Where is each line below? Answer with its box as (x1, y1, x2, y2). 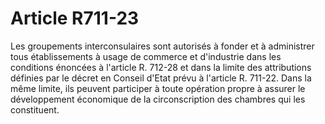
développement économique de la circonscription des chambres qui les (10, 93, 306, 105)
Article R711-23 (10, 7, 140, 30)
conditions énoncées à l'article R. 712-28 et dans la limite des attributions (10, 61, 312, 73)
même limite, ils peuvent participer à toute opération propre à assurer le (10, 82, 306, 94)
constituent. (10, 103, 60, 116)
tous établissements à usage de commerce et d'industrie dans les (10, 50, 282, 62)
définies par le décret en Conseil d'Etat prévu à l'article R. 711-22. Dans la (10, 72, 312, 84)
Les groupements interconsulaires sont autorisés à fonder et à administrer (10, 40, 315, 52)
